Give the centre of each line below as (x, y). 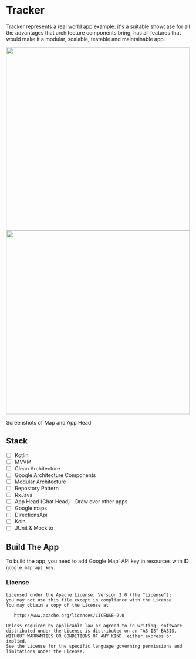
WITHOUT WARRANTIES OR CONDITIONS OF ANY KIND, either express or (89, 636)
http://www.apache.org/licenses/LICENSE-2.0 (69, 615)
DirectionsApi (31, 515)
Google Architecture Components (55, 475)
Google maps (31, 508)
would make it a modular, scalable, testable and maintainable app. (86, 39)
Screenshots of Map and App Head (49, 422)
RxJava (23, 495)
